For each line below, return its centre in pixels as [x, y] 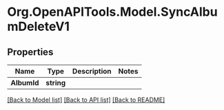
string [56, 83]
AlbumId [25, 83]
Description [92, 71]
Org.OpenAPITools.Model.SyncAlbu [113, 12]
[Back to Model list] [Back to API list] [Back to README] [86, 100]
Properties [30, 52]
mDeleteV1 [39, 26]
